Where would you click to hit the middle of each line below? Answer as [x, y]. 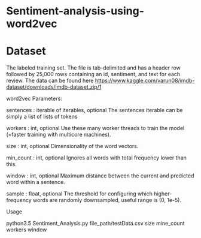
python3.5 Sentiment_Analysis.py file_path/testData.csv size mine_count [95, 224]
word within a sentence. [36, 182]
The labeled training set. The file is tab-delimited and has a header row [94, 68]
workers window [27, 230]
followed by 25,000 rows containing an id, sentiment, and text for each [93, 74]
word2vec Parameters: [34, 99]
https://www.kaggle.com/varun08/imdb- [145, 81]
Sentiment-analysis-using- [75, 11]
